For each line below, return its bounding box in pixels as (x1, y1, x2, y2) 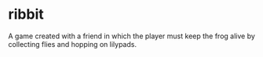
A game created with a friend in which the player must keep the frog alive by (8, 31, 255, 41)
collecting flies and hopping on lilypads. (8, 39, 137, 48)
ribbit (8, 5, 45, 23)
